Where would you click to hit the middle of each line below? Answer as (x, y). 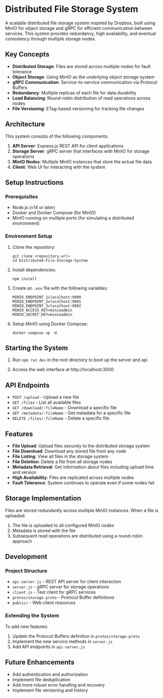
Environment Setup (29, 236)
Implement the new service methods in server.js (62, 641)
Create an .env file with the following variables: (60, 288)
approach (22, 541)
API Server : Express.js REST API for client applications (68, 146)
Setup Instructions (34, 182)
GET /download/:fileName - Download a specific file (64, 408)
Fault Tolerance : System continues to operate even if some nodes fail (83, 482)
